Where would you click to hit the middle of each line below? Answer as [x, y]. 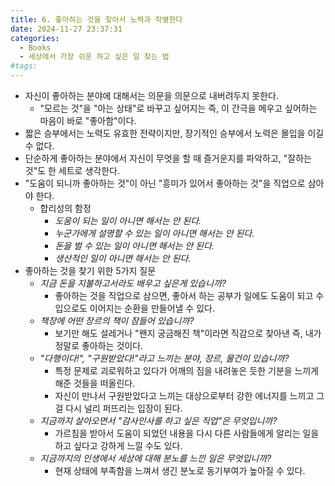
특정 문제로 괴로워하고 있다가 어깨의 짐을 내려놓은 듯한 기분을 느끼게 [187, 370]
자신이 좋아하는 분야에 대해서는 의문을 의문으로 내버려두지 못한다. [151, 95]
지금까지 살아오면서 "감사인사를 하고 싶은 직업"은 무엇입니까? [158, 420]
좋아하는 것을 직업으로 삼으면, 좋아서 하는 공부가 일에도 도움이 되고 [184, 295]
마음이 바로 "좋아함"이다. [88, 120]
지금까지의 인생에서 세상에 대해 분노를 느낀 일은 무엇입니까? [155, 458]
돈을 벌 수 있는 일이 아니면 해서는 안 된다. [134, 245]
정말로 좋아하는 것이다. [99, 345]
